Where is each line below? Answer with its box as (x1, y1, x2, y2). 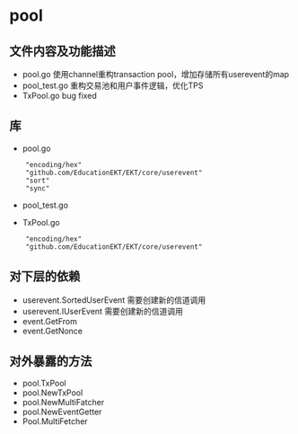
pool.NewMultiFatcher (22, 397, 105, 408)
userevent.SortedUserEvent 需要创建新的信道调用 (22, 294, 206, 306)
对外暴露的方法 (9, 354, 92, 369)
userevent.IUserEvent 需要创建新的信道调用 (22, 306, 184, 316)
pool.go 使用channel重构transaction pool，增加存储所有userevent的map (22, 69, 290, 79)
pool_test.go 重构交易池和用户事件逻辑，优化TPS (22, 80, 204, 91)
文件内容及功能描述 (9, 43, 116, 58)
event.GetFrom (22, 315, 78, 326)
